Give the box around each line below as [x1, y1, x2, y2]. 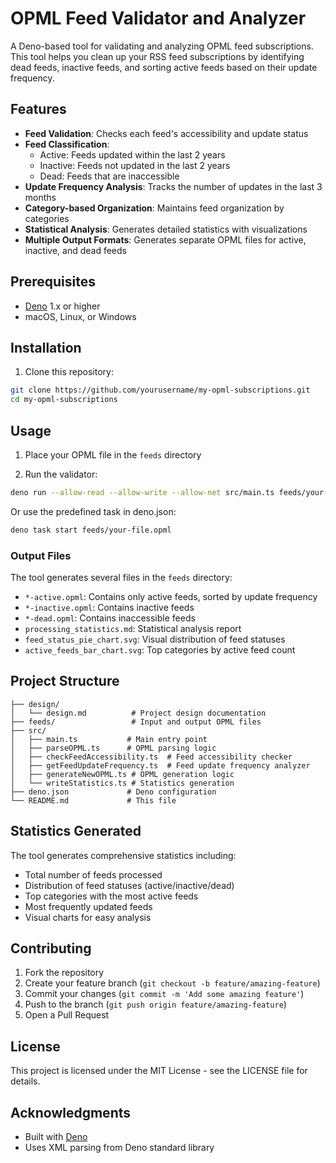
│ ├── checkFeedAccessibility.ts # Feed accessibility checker [10, 752, 293, 762]
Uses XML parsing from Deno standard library [24, 1142, 215, 1154]
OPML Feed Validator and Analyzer [10, 7, 307, 30]
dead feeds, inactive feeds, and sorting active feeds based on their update [10, 61, 318, 73]
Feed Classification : [24, 138, 110, 150]
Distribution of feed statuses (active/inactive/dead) [24, 879, 235, 891]
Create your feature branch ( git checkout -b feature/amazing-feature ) [24, 977, 321, 989]
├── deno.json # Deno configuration [10, 787, 217, 797]
